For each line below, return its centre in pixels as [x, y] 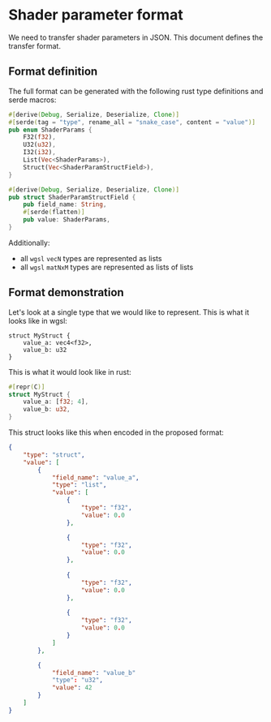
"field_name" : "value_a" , [95, 477]
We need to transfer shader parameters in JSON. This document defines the [136, 37]
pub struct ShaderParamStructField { [72, 197]
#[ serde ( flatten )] [54, 213]
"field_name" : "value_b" [94, 673]
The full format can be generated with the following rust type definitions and [136, 91]
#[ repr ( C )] [27, 387]
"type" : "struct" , [54, 455]
